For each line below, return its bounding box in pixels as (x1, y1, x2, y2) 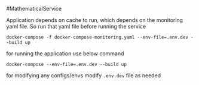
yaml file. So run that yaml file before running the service (6, 23, 146, 30)
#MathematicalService (6, 5, 62, 12)
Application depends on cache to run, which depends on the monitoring (6, 17, 183, 23)
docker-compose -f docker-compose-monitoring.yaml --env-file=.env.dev (6, 34, 188, 40)
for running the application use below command (6, 50, 124, 57)
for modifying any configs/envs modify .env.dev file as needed (6, 72, 161, 79)
